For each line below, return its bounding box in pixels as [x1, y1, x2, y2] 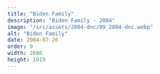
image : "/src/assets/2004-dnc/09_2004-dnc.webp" [7, 23, 154, 30]
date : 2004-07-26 [7, 37, 59, 44]
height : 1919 [7, 56, 46, 63]
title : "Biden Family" [7, 10, 74, 18]
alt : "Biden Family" [7, 30, 69, 37]
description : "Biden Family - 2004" [7, 17, 115, 24]
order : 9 [7, 43, 33, 50]
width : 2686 [7, 50, 42, 57]
